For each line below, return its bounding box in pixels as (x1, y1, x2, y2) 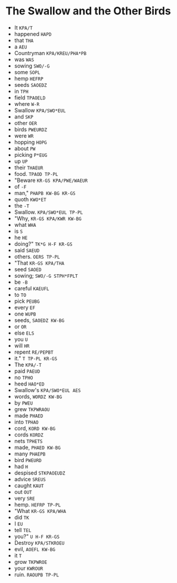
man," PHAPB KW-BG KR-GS (14, 189, 76, 196)
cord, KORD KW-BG (14, 424, 56, 432)
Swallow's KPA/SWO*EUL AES (14, 386, 81, 393)
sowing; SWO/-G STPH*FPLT (14, 272, 78, 279)
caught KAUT (14, 482, 44, 489)
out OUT (14, 488, 32, 495)
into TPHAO (14, 418, 39, 426)
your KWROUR (14, 564, 44, 572)
